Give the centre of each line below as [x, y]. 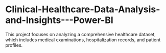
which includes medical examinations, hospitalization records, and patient [83, 40]
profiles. [14, 45]
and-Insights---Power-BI [59, 20]
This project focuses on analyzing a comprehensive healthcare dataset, [80, 34]
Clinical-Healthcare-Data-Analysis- [83, 9]
